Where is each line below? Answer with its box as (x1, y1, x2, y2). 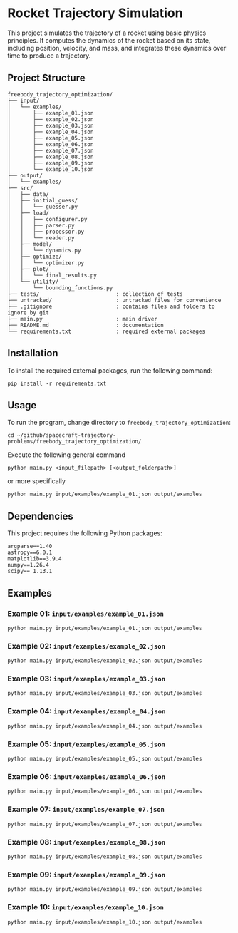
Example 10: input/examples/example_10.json (7, 902, 164, 912)
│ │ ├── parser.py (7, 222, 75, 229)
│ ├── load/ (7, 209, 50, 217)
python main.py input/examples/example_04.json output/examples (7, 722, 202, 730)
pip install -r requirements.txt (7, 380, 107, 387)
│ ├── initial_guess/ (7, 197, 78, 204)
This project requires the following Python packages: (7, 529, 162, 537)
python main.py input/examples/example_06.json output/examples (7, 788, 202, 795)
